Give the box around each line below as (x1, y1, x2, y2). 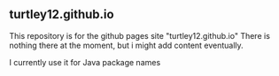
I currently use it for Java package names (9, 57, 161, 67)
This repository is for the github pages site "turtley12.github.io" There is (9, 30, 270, 41)
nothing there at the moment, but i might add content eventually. (9, 40, 244, 50)
